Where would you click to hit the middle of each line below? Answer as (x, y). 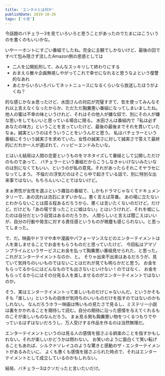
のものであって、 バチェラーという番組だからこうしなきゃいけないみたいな (81, 162)
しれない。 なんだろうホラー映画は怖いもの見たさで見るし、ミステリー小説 (81, 304)
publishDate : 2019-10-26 (31, 14)
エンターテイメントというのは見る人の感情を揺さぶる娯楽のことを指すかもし (83, 333)
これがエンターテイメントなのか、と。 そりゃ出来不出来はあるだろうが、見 (81, 257)
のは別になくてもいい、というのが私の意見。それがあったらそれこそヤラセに (82, 168)
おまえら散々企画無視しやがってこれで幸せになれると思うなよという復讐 (85, 73)
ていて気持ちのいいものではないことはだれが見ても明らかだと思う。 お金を (81, 263)
